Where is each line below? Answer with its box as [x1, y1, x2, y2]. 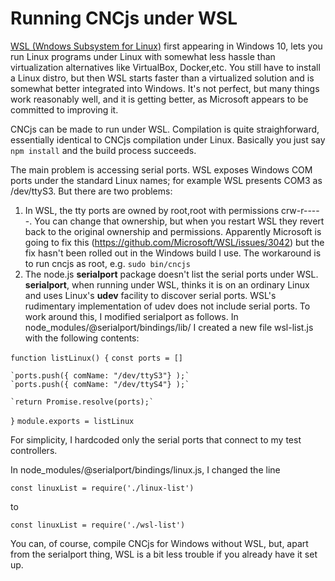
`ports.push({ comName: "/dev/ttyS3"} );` [10, 370, 190, 381]
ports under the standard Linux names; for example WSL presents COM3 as [10, 174, 323, 186]
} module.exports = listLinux [10, 416, 135, 426]
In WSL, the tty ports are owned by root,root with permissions [24, 204, 280, 216]
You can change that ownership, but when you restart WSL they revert [34, 215, 325, 227]
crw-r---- [280, 204, 320, 216]
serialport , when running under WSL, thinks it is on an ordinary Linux [24, 278, 310, 291]
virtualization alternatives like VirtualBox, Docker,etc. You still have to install [10, 61, 321, 73]
